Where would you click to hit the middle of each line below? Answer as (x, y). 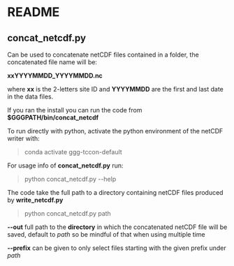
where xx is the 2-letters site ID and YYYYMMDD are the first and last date (115, 89)
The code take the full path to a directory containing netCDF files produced (115, 192)
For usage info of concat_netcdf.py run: (65, 165)
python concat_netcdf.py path (68, 213)
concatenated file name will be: (52, 62)
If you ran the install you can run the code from (75, 110)
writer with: (23, 138)
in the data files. (30, 96)
